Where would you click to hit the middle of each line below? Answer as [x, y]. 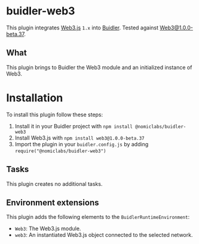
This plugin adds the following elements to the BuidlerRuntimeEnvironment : [98, 217]
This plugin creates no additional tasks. [54, 183]
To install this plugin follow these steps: [55, 115]
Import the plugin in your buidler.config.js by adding [82, 144]
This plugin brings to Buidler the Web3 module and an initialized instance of [99, 67]
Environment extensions [53, 202]
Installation [35, 98]
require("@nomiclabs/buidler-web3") [60, 151]
